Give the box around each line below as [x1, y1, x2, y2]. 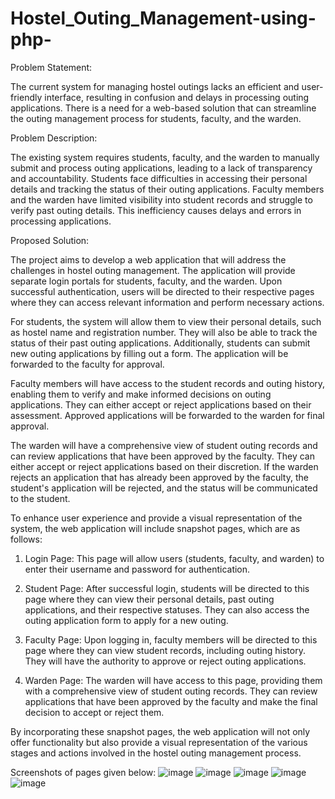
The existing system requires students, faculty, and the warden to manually [10, 151, 320, 163]
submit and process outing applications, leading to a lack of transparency [10, 162, 313, 174]
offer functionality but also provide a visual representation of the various [10, 736, 308, 748]
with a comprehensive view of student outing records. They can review [24, 685, 318, 697]
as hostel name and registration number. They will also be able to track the [10, 326, 318, 338]
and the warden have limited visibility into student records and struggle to [10, 193, 313, 206]
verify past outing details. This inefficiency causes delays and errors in [10, 204, 302, 216]
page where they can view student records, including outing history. [24, 644, 306, 656]
